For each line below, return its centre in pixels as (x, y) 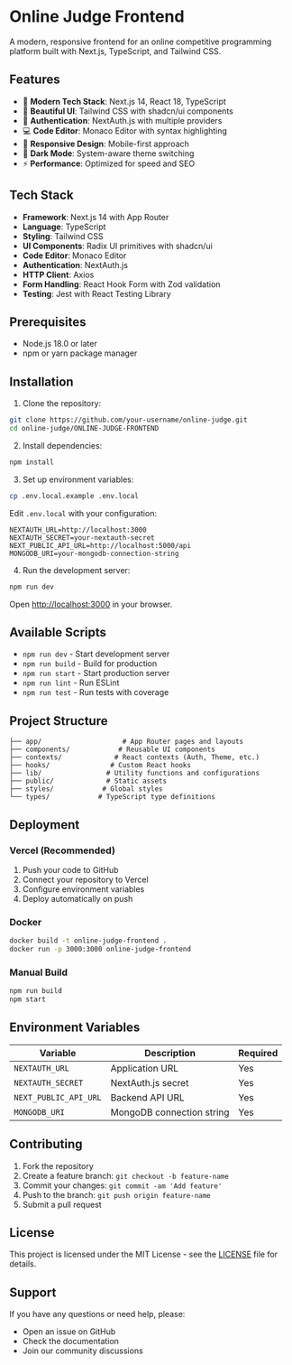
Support (33, 1292)
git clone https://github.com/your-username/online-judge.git (128, 420)
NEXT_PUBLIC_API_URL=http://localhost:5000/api (100, 545)
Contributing (46, 1144)
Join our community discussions (83, 1351)
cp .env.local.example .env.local (74, 496)
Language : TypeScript (64, 227)
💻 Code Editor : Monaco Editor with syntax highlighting (125, 130)
